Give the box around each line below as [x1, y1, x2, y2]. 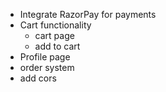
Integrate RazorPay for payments [19, 9, 157, 20]
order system [19, 62, 75, 73]
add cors [19, 72, 57, 84]
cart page [34, 30, 75, 41]
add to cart [34, 40, 81, 52]
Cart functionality [19, 19, 92, 31]
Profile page [19, 51, 71, 63]
